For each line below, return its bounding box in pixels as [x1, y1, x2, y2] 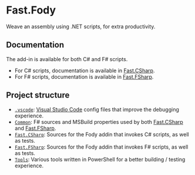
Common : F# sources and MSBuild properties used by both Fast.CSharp [14, 118, 183, 125]
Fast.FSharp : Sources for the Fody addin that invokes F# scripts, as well [14, 143, 189, 150]
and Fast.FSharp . [14, 124, 56, 132]
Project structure [6, 90, 70, 100]
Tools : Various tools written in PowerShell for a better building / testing [14, 156, 186, 163]
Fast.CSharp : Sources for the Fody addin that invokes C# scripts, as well [14, 130, 189, 138]
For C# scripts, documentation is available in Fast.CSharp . [14, 67, 155, 74]
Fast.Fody [6, 4, 56, 17]
